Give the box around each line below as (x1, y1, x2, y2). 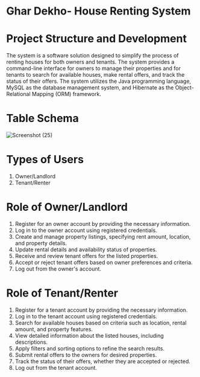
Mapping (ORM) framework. (32, 91, 101, 98)
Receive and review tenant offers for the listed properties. (14, 252, 158, 259)
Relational (6, 91, 31, 98)
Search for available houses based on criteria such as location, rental (14, 319, 187, 326)
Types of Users (6, 153, 84, 167)
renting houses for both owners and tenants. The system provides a (6, 59, 175, 66)
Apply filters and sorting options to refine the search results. (14, 344, 164, 352)
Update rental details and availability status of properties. (14, 246, 157, 253)
